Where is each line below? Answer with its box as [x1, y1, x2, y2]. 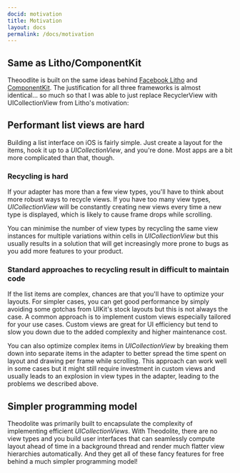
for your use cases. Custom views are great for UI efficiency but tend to [7, 320, 219, 329]
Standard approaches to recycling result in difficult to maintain [7, 265, 230, 275]
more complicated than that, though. [7, 153, 115, 161]
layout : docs [7, 24, 46, 31]
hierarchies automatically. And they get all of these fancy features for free [7, 449, 225, 458]
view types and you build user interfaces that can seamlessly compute [7, 434, 216, 443]
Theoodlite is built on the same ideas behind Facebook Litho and [7, 76, 198, 84]
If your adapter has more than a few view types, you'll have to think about [7, 187, 224, 196]
